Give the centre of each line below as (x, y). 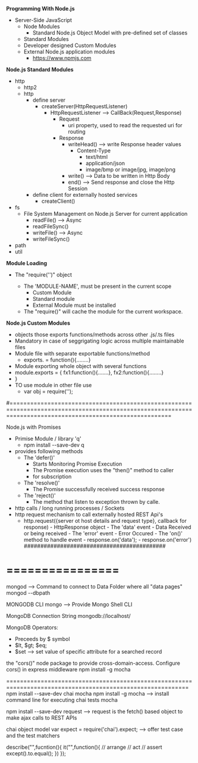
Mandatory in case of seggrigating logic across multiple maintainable (99, 341)
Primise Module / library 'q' (48, 439)
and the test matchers (33, 735)
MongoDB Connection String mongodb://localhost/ (68, 616)
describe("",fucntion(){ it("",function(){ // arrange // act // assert (84, 747)
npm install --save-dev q (54, 445)
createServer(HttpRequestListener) (84, 106)
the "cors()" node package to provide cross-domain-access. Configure (93, 663)
